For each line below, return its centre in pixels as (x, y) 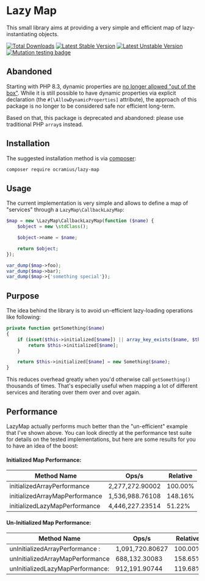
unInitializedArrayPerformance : (55, 549)
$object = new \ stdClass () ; (53, 227)
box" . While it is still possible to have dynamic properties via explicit (91, 93)
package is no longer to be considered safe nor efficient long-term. (91, 106)
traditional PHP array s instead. (45, 124)
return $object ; (38, 248)
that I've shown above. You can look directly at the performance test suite (99, 433)
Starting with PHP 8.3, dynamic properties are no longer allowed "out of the (101, 86)
